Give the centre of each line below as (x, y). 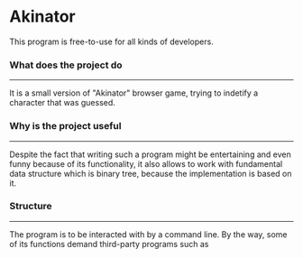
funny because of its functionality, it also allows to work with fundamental (146, 163)
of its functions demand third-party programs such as (109, 244)
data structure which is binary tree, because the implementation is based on (151, 173)
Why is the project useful (65, 126)
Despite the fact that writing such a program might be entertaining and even (150, 154)
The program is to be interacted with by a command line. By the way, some (148, 234)
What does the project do (66, 65)
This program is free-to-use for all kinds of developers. (111, 41)
